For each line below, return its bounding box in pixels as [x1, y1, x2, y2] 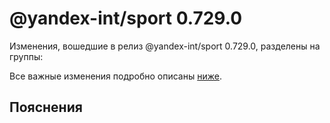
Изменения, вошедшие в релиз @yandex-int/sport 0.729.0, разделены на [9, 40, 321, 52]
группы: [9, 50, 44, 62]
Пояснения [9, 99, 83, 116]
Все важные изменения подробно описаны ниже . [9, 70, 222, 82]
